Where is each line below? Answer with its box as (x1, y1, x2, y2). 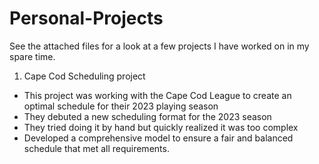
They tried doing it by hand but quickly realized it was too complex (23, 121, 299, 133)
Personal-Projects (9, 7, 164, 30)
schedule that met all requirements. (23, 142, 170, 154)
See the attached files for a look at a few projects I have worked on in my (9, 40, 310, 52)
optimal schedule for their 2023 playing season (23, 100, 219, 112)
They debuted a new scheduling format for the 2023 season (23, 110, 272, 122)
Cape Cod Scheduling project (23, 70, 146, 82)
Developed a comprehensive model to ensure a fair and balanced (23, 132, 294, 144)
